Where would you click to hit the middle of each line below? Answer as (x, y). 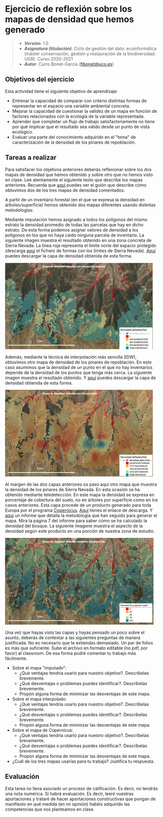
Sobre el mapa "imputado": (39, 667)
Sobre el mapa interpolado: (39, 699)
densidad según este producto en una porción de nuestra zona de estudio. (80, 531)
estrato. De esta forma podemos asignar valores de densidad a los (72, 230)
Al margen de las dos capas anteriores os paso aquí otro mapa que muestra (81, 484)
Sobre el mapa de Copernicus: (43, 730)
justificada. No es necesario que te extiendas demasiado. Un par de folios (79, 643)
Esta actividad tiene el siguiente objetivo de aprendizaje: (62, 91)
